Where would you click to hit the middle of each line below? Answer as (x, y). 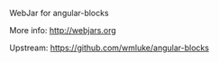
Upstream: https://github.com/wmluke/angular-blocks (109, 48)
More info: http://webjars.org (63, 30)
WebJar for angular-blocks (59, 13)
